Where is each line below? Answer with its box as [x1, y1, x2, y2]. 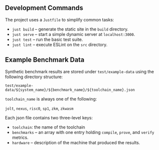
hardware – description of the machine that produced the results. [12, 139, 140, 145]
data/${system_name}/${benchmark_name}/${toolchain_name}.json [5, 87, 135, 92]
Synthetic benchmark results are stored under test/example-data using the [5, 68, 154, 74]
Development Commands [5, 4, 84, 12]
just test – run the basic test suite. [12, 36, 83, 42]
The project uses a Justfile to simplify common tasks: [5, 17, 115, 22]
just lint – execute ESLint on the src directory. [12, 41, 108, 48]
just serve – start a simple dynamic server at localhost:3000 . [12, 31, 135, 37]
